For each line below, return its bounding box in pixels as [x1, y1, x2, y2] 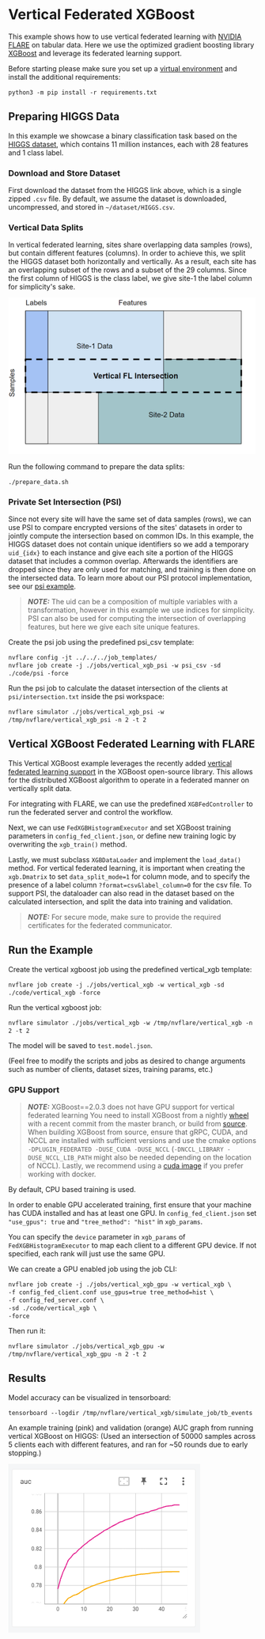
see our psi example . [8, 581, 77, 591]
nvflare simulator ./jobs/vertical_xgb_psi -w [8, 708, 165, 717]
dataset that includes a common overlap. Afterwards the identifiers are [8, 556, 239, 566]
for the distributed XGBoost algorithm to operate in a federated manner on [8, 775, 250, 785]
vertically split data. [8, 783, 73, 793]
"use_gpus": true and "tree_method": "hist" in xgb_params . [8, 1217, 203, 1226]
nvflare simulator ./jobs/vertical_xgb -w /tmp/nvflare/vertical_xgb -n [8, 1019, 253, 1027]
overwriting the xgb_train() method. [8, 839, 128, 849]
